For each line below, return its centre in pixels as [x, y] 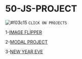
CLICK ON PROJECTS [48, 23]
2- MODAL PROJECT [27, 42]
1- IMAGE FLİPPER [24, 32]
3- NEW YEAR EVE [24, 51]
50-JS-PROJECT [41, 9]
